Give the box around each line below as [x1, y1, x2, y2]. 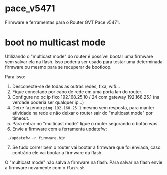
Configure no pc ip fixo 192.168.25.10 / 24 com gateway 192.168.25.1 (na [12, 94, 160, 100]
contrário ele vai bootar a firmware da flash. [12, 149, 103, 155]
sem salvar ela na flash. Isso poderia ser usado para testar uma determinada [5, 58, 163, 65]
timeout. [12, 115, 30, 121]
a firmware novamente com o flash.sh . [5, 164, 86, 170]
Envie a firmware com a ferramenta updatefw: [12, 126, 107, 132]
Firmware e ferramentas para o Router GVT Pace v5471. [5, 19, 120, 25]
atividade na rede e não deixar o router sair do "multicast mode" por [12, 110, 153, 116]
